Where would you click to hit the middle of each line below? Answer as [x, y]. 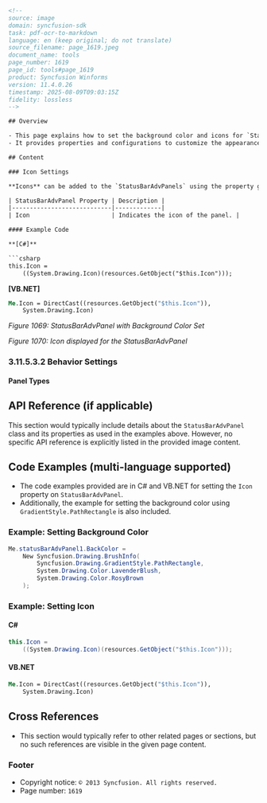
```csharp [25, 258]
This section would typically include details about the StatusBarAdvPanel [126, 425]
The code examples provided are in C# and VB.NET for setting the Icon [136, 486]
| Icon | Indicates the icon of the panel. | [124, 215]
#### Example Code [39, 230]
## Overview [28, 121]
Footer [21, 765]
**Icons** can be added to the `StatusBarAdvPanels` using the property [131, 186]
